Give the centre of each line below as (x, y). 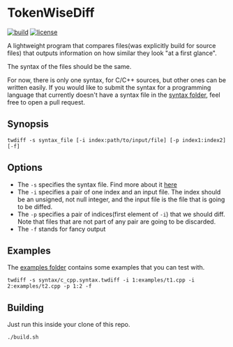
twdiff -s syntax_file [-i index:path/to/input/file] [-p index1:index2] (117, 140)
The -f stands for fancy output (61, 229)
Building (25, 308)
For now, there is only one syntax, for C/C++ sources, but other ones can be (117, 80)
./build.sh (23, 337)
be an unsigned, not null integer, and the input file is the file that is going (121, 199)
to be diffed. (35, 206)
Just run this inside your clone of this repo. (69, 325)
